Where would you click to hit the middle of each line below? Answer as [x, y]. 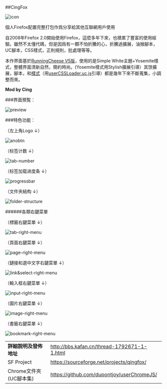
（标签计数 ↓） [21, 151]
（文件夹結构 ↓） [23, 191]
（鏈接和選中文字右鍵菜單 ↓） [36, 263]
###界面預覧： [20, 100]
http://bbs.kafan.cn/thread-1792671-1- [99, 346]
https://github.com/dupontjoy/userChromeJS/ [104, 375]
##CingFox [16, 7]
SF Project [20, 362]
